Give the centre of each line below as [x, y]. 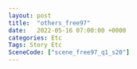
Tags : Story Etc [35, 45]
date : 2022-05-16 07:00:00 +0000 [67, 30]
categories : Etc [35, 38]
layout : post [30, 15]
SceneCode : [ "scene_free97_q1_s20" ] [69, 52]
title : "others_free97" [49, 23]
